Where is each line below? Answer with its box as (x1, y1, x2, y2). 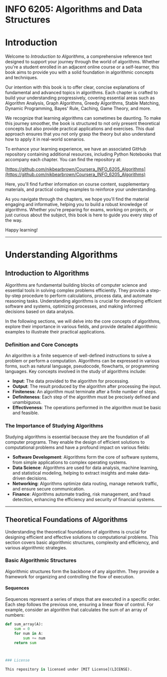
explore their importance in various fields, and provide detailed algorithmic (5, 324, 158, 330)
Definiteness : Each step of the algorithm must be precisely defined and (12, 394, 160, 400)
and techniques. (5, 75, 38, 81)
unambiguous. (12, 399, 42, 405)
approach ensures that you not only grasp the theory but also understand (5, 131, 156, 137)
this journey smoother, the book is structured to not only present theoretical (5, 121, 160, 127)
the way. (5, 217, 23, 223)
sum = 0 (14, 626, 30, 631)
